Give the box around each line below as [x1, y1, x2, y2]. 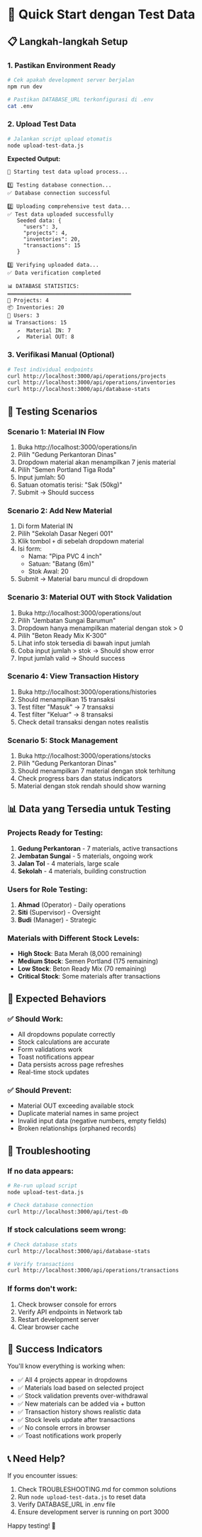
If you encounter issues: [7, 1472, 78, 1480]
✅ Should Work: [7, 1014, 64, 1024]
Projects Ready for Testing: [7, 828, 103, 838]
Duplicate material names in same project [17, 1109, 140, 1118]
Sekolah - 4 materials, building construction [17, 866, 147, 875]
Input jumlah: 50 [17, 473, 65, 481]
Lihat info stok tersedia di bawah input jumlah [17, 639, 151, 647]
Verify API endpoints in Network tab [17, 1307, 123, 1316]
